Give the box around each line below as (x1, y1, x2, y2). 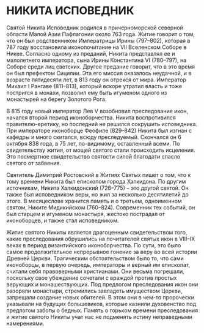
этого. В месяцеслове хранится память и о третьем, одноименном (6, 197, 182, 204)
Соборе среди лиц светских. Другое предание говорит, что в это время (6, 62, 195, 70)
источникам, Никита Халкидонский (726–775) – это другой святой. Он (6, 184, 189, 192)
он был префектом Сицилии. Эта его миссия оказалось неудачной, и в (6, 69, 192, 77)
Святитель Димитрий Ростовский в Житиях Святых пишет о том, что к (6, 171, 191, 178)
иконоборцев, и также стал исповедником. (6, 217, 119, 224)
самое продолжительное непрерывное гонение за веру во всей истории (6, 248, 197, 255)
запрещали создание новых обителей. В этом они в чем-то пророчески (6, 293, 194, 301)
